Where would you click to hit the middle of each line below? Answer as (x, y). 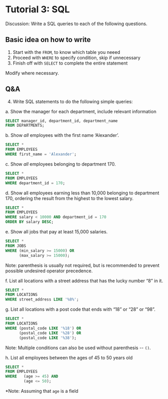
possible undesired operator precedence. (49, 271)
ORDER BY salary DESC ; (29, 222)
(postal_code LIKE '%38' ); (48, 338)
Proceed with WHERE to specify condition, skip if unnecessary (77, 57)
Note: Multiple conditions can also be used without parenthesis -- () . (78, 348)
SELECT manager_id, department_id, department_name (61, 121)
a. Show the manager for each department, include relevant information (81, 111)
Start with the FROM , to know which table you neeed (66, 52)
